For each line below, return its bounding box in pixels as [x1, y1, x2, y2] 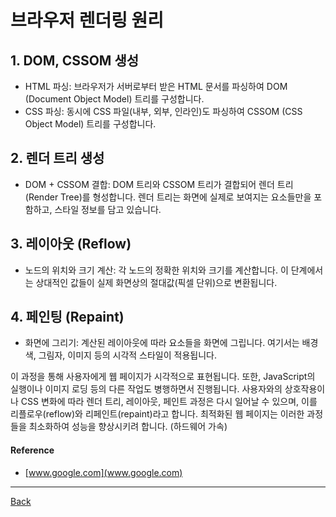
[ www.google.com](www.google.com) [24, 466, 183, 478]
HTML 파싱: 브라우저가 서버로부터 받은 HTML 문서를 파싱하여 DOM [24, 81, 288, 92]
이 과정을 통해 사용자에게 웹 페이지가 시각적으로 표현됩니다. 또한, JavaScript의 [10, 371, 316, 383]
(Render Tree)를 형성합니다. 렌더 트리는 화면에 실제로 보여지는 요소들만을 [24, 191, 312, 203]
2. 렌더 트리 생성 [10, 150, 105, 167]
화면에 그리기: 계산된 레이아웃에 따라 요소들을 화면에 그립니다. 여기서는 [24, 337, 300, 349]
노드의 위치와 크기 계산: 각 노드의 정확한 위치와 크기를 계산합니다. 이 [24, 264, 289, 276]
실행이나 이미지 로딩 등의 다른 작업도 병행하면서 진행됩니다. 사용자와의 [10, 383, 283, 395]
